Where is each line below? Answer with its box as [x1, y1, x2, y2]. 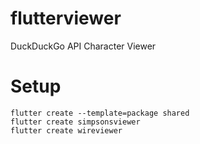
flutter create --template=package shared [10, 108, 190, 118]
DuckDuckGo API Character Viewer [10, 40, 157, 52]
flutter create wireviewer [10, 125, 123, 136]
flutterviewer [10, 7, 122, 30]
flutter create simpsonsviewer [10, 117, 141, 127]
